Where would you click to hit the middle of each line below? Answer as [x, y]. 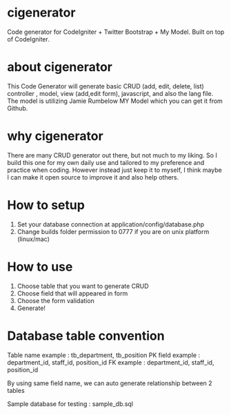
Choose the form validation [56, 300]
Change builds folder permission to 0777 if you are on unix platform [113, 231]
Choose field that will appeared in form [72, 293]
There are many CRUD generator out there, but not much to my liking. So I [112, 155]
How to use [40, 267]
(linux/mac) [33, 239]
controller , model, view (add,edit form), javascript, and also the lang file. [110, 93]
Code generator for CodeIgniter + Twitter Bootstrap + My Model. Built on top [116, 32]
